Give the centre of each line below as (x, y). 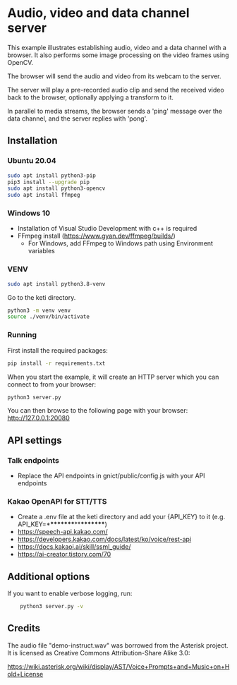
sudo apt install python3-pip (52, 175)
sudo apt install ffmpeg (44, 195)
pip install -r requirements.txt (56, 363)
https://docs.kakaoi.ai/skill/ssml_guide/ (74, 547)
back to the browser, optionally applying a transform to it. (91, 97)
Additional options (49, 576)
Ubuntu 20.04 (32, 161)
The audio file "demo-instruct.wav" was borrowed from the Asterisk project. (118, 645)
